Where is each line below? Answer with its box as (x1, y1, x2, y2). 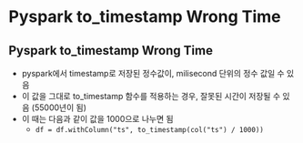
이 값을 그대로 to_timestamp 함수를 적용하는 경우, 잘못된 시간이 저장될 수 (21, 91, 281, 101)
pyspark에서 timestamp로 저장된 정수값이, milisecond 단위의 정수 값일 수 (21, 68, 285, 78)
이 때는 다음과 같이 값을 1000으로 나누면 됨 (21, 114, 174, 124)
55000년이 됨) (34, 102, 87, 113)
